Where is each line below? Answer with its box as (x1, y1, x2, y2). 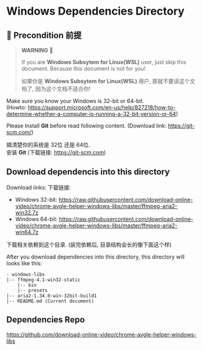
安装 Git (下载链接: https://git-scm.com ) (6, 149, 106, 156)
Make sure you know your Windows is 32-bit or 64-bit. (6, 98, 145, 104)
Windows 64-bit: (15, 215, 58, 223)
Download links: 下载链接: (6, 184, 72, 191)
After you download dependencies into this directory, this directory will (6, 253, 185, 260)
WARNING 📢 (21, 47, 53, 54)
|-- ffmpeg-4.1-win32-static (6, 276, 81, 283)
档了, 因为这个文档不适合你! (21, 85, 90, 92)
